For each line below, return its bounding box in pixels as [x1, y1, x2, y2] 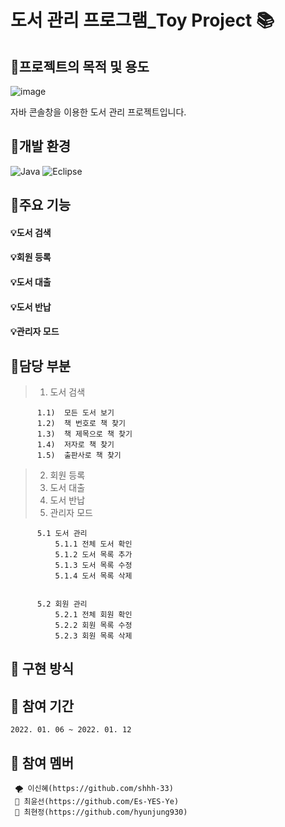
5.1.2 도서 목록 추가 [54, 549, 133, 560]
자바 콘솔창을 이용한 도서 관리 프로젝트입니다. [10, 106, 187, 118]
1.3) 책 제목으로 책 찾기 [36, 429, 133, 439]
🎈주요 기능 [10, 197, 72, 214]
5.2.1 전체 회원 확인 [54, 609, 133, 620]
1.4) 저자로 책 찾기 [36, 439, 115, 450]
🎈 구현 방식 [10, 661, 75, 678]
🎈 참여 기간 [10, 697, 75, 715]
